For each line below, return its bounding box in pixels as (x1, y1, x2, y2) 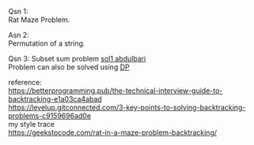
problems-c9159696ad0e (8, 111, 92, 121)
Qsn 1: (8, 7, 29, 16)
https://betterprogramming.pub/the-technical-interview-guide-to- (8, 86, 223, 95)
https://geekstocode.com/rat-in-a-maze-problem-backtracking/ (8, 128, 218, 137)
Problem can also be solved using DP (8, 62, 130, 72)
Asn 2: (8, 31, 29, 39)
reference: (8, 78, 42, 87)
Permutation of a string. (8, 39, 85, 48)
